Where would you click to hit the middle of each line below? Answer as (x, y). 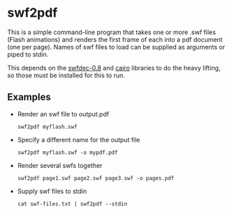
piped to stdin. (28, 54)
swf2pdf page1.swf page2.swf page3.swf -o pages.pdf (96, 178)
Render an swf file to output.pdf (63, 114)
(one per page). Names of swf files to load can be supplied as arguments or (116, 47)
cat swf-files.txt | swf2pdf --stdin (72, 204)
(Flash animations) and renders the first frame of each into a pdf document (115, 39)
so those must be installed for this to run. (66, 75)
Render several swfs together (60, 165)
